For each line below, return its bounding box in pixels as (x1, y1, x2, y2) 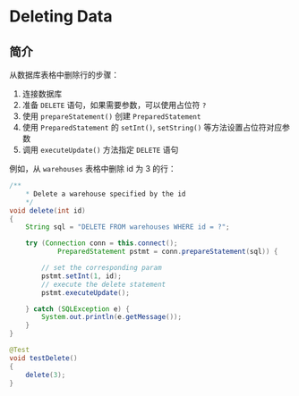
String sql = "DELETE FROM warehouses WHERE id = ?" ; (25, 223, 230, 232)
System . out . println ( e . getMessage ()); (41, 313, 182, 322)
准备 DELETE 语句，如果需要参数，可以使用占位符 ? (21, 100, 207, 110)
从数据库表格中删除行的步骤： (9, 70, 119, 80)
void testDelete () (9, 353, 78, 363)
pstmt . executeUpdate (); (41, 288, 130, 297)
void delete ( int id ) (9, 206, 87, 215)
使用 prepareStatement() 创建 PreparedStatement (21, 111, 201, 122)
